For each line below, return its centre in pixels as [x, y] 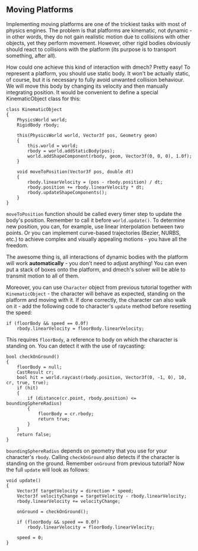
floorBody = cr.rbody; [66, 414]
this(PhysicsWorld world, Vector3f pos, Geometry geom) [87, 135]
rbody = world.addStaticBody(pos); [71, 151]
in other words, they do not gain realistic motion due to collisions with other [98, 36]
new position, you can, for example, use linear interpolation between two [95, 226]
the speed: [19, 312]
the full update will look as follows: [48, 469]
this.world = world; [53, 146]
